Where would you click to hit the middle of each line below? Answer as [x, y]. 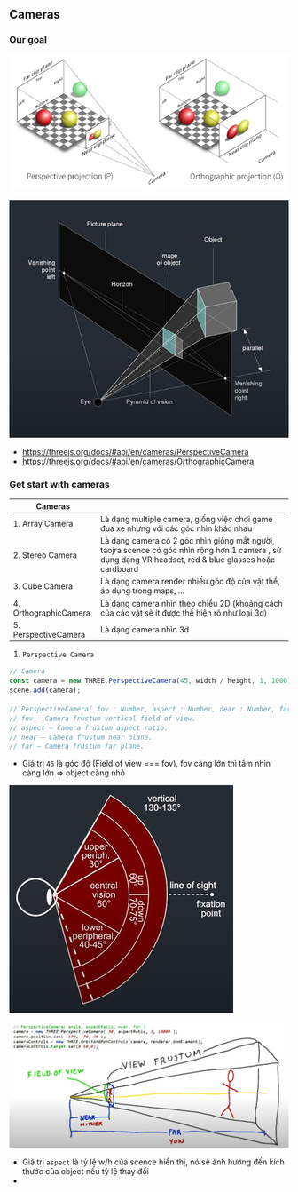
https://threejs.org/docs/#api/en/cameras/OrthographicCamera [138, 461]
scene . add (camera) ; [45, 691]
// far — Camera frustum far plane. [77, 747]
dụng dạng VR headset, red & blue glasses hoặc [188, 560]
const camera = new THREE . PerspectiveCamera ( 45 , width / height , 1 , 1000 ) [150, 681]
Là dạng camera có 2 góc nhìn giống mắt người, [188, 541]
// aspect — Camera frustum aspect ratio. [89, 727]
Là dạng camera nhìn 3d [145, 630]
